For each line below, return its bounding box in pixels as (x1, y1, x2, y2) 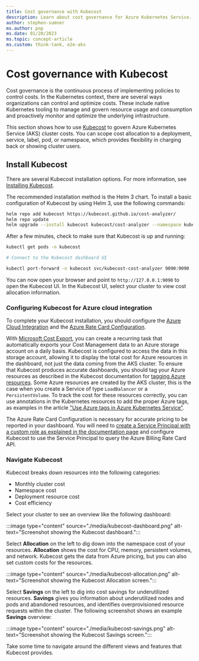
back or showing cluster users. (6, 142, 82, 149)
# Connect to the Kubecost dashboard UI (6, 255, 108, 261)
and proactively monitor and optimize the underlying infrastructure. (6, 112, 170, 119)
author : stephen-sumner (6, 20, 65, 25)
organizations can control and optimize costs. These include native (6, 99, 170, 107)
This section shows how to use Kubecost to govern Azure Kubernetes (6, 123, 176, 130)
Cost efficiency (14, 499, 52, 507)
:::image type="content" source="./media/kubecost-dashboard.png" (6, 522, 174, 529)
